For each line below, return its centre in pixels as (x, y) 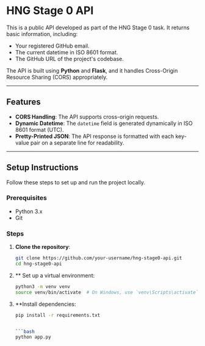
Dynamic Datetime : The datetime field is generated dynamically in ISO (104, 123)
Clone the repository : (43, 247)
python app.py (33, 337)
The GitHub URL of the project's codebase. (69, 59)
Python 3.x (29, 211)
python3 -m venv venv (43, 287)
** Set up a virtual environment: (55, 275)
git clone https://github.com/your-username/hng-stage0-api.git (99, 258)
